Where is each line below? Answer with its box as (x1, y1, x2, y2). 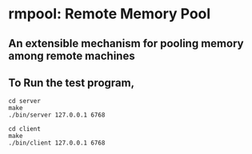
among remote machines (8, 49, 135, 62)
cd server (8, 97, 42, 105)
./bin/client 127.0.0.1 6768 (8, 139, 106, 148)
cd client (8, 125, 42, 133)
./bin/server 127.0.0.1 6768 (8, 111, 106, 120)
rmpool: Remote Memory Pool (8, 5, 211, 23)
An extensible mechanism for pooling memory (8, 37, 244, 50)
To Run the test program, (8, 76, 134, 89)
